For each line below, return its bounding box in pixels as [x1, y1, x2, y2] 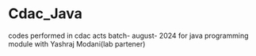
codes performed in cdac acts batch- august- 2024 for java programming [8, 31, 249, 40]
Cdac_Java [8, 5, 83, 23]
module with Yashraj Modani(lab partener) [8, 39, 146, 48]
